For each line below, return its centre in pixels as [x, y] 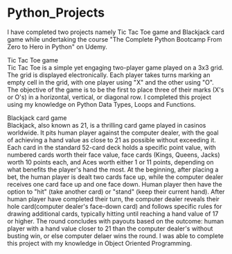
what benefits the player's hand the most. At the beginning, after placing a [113, 169]
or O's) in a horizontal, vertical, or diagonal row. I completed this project [109, 97]
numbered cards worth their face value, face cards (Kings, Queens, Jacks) [114, 155]
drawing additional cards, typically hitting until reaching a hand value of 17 [113, 214]
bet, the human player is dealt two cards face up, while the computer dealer [115, 177]
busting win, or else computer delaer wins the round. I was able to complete [115, 236]
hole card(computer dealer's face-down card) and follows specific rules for [115, 206]
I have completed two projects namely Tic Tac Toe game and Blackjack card [116, 32]
